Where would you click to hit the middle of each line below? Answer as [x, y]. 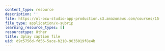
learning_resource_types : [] [35, 28]
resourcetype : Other [26, 32]
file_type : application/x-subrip [39, 23]
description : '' [22, 14]
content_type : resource [29, 9]
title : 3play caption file [33, 37]
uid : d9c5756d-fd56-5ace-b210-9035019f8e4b [50, 41]
